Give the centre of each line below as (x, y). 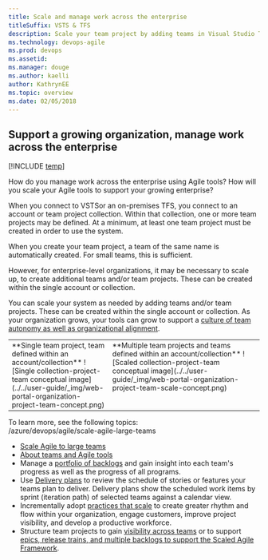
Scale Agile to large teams (63, 447)
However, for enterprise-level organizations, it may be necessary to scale (129, 271)
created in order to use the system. (66, 231)
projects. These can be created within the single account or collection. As (129, 312)
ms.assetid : (28, 59)
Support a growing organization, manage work (126, 135)
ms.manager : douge (39, 68)
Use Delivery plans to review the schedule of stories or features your (133, 480)
